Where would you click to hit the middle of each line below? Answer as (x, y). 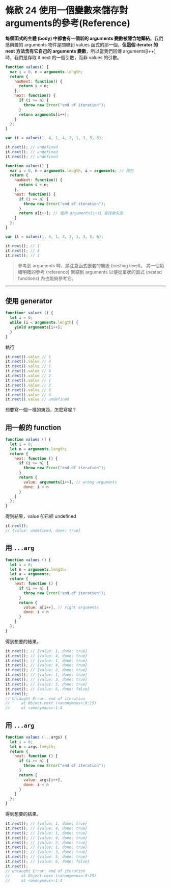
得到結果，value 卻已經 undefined (41, 516)
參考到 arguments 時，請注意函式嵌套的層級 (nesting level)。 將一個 (89, 266)
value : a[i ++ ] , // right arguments (61, 607)
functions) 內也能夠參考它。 (47, 278)
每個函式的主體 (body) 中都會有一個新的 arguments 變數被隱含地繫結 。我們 (84, 38)
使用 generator (29, 301)
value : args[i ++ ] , (43, 780)
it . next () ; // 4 (22, 250)
